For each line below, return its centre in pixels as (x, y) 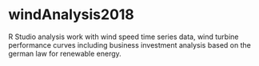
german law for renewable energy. (65, 53)
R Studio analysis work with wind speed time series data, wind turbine (124, 37)
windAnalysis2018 (71, 15)
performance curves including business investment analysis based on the (130, 45)
